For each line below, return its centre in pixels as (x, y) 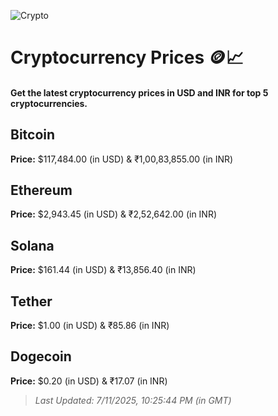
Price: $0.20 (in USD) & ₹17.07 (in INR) (89, 381)
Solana (32, 245)
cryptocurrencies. (49, 103)
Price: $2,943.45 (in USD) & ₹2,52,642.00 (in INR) (114, 214)
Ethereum (41, 190)
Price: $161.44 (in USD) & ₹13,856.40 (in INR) (103, 270)
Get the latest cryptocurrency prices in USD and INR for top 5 (139, 92)
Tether (31, 301)
